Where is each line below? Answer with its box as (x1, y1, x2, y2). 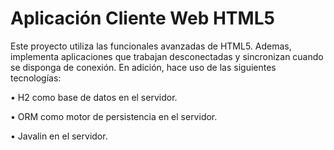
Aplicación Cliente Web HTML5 (10, 7, 275, 30)
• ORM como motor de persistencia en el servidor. (10, 110, 218, 122)
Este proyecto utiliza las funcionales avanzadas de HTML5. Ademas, (10, 40, 292, 52)
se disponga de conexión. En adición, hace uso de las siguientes (10, 61, 277, 73)
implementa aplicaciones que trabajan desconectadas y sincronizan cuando (10, 50, 324, 62)
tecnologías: (10, 72, 62, 84)
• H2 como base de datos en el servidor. (10, 91, 178, 103)
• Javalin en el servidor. (10, 130, 108, 142)
